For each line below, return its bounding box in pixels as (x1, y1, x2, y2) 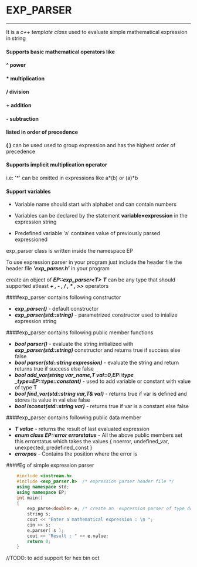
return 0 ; (27, 538, 51, 544)
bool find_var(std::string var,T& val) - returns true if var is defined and (14, 391, 188, 398)
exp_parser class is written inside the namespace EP (6, 247, 133, 254)
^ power (6, 62, 26, 69)
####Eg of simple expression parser (6, 461, 94, 469)
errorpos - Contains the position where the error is (14, 450, 138, 457)
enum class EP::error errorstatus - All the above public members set (14, 432, 183, 439)
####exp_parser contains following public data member (6, 414, 142, 421)
